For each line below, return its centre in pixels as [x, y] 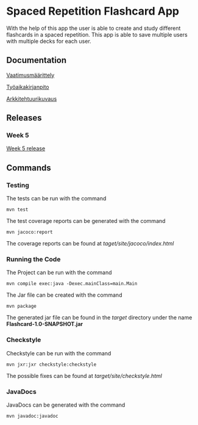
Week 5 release [26, 148]
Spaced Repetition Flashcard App [93, 11]
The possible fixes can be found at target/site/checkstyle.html [84, 376]
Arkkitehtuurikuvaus [32, 98]
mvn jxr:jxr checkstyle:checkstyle [51, 365]
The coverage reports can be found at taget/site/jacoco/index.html [90, 244]
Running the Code [34, 260]
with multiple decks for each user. [49, 41]
